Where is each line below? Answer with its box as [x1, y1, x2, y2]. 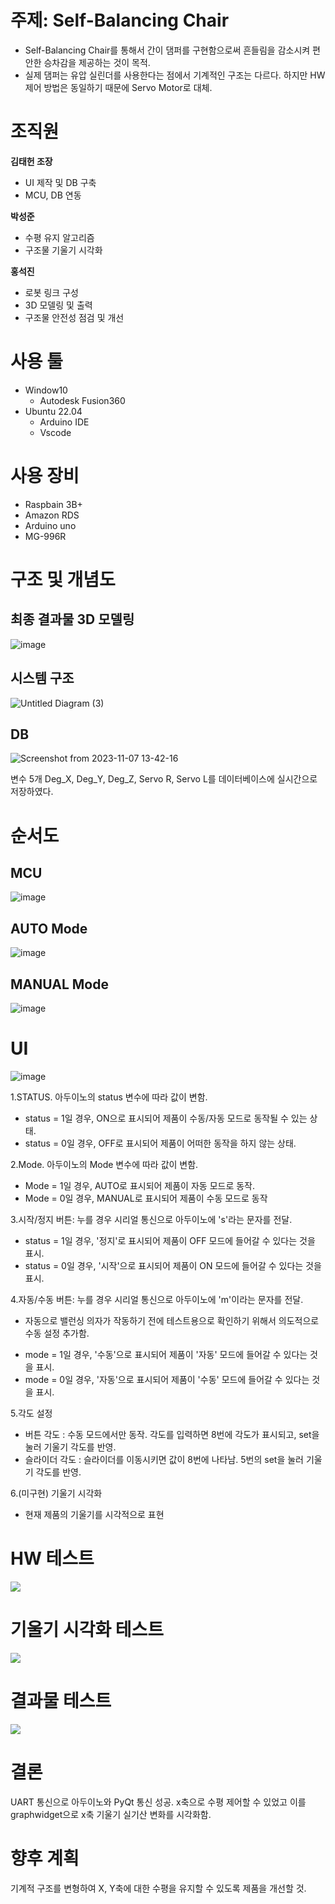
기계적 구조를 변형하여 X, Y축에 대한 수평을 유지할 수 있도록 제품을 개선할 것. [10, 1882, 307, 1894]
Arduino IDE [39, 416, 90, 428]
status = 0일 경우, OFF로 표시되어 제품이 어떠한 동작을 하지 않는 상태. [24, 1137, 297, 1149]
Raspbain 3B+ [24, 498, 83, 510]
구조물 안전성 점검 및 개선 [24, 311, 125, 323]
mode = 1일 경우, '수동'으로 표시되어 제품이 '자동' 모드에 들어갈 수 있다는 [24, 1348, 308, 1360]
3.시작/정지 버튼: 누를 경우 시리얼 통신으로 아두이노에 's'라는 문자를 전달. [10, 1213, 293, 1225]
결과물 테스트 [10, 1690, 112, 1712]
